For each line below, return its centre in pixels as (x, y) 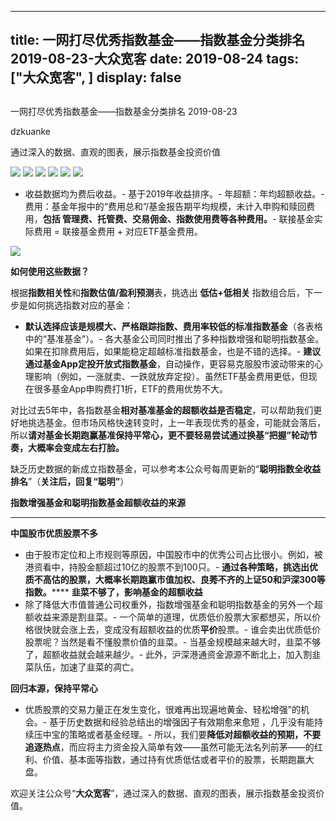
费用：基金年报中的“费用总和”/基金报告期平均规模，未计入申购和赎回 (165, 206)
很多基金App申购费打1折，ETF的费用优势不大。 (131, 388)
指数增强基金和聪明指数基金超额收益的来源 (98, 502)
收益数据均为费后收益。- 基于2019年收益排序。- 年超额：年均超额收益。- (174, 193)
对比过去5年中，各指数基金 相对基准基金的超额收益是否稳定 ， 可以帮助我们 (162, 410)
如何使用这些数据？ (50, 271)
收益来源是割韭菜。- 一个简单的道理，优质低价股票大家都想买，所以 (173, 617)
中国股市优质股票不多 (54, 533)
